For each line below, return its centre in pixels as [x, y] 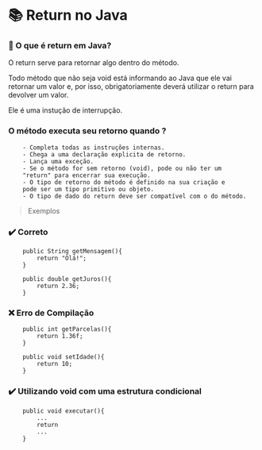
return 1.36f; [60, 337]
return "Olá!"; [62, 259]
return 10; [55, 364]
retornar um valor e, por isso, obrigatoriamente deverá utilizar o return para [131, 87]
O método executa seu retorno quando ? [87, 131]
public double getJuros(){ [67, 279]
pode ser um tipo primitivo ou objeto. [89, 189]
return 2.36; [58, 287]
